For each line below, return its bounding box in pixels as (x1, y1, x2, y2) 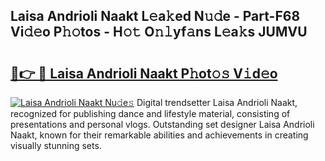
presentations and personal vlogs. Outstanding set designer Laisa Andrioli (10, 119, 315, 130)
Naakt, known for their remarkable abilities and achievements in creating (10, 129, 309, 141)
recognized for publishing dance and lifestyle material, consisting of (10, 108, 291, 119)
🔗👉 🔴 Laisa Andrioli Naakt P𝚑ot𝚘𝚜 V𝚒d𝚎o (10, 65, 278, 82)
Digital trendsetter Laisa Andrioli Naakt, (136, 97, 298, 108)
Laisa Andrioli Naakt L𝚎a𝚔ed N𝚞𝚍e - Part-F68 (10, 8, 301, 25)
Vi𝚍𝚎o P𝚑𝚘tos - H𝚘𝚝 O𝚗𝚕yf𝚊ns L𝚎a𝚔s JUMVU (10, 24, 308, 41)
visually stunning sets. (10, 140, 102, 151)
